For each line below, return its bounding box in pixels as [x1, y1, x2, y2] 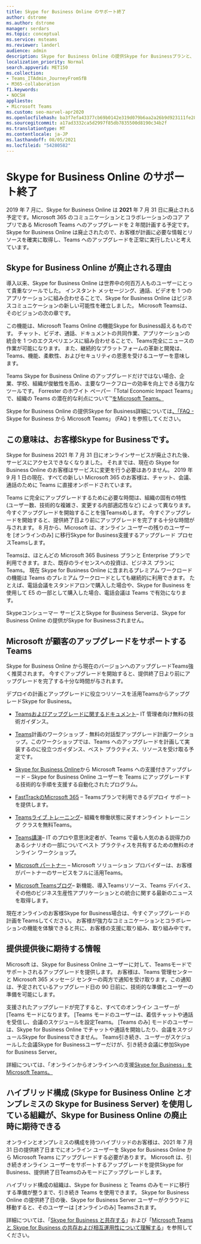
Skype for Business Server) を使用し [54, 1099, 193, 1109]
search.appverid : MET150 [6, 64, 68, 71]
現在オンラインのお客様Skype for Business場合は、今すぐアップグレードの [6, 910, 190, 916]
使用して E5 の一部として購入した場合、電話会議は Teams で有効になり [6, 589, 181, 597]
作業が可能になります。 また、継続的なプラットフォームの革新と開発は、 [6, 345, 185, 352]
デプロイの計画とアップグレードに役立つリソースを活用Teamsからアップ [6, 690, 185, 697]
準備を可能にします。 [6, 991, 59, 998]
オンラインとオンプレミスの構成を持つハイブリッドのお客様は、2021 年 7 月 [6, 1139, 193, 1146]
